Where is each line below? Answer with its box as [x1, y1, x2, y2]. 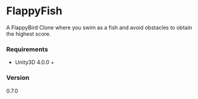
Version [6, 73, 30, 82]
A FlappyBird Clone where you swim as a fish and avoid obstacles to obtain [6, 24, 193, 31]
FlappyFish [6, 4, 63, 18]
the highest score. [6, 30, 51, 37]
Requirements [6, 45, 49, 53]
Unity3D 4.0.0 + [14, 58, 55, 66]
